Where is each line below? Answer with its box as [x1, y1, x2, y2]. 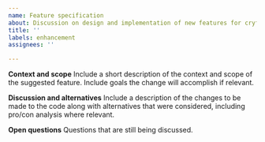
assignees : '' [8, 41, 55, 49]
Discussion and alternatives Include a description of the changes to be [8, 93, 241, 103]
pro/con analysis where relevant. [8, 110, 115, 119]
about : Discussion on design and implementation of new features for [8, 19, 242, 27]
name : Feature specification [8, 11, 104, 20]
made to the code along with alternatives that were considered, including [8, 102, 246, 111]
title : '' [8, 26, 41, 34]
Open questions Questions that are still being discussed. [8, 125, 193, 135]
